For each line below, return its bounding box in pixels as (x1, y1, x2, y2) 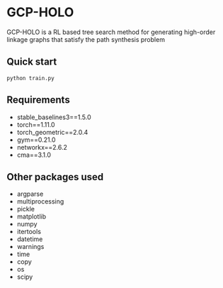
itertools (16, 228, 42, 236)
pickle (16, 205, 35, 214)
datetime (16, 235, 43, 243)
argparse (16, 189, 44, 199)
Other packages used (6, 171, 104, 183)
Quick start (6, 56, 57, 68)
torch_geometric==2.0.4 (16, 128, 88, 136)
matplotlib (16, 212, 47, 221)
